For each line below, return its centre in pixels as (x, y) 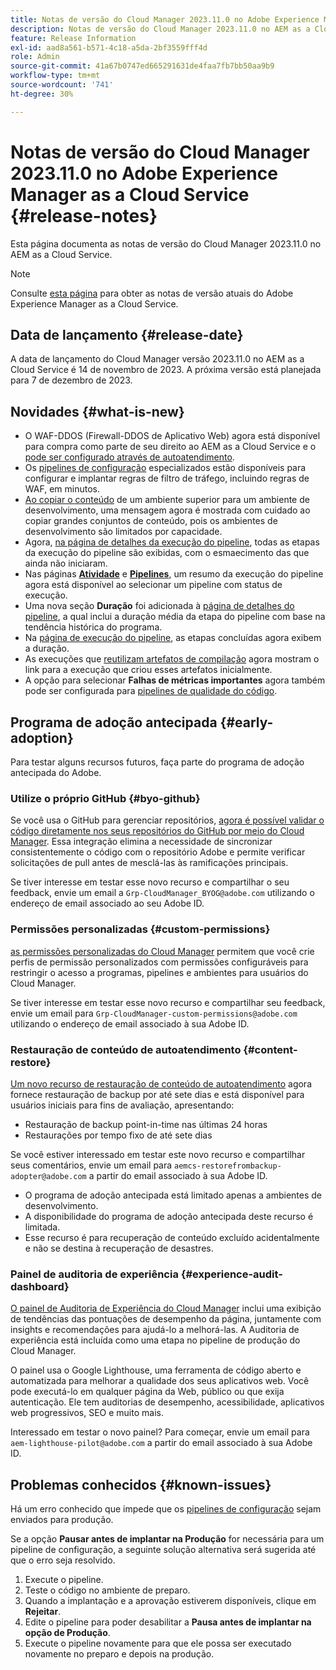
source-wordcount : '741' (62, 85)
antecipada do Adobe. (56, 772)
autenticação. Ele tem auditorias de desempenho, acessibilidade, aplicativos (167, 1402)
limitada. (42, 1227)
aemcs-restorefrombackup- (228, 1166)
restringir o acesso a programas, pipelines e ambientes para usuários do (159, 972)
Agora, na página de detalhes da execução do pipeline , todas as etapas (172, 542)
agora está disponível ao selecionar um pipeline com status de (153, 585)
